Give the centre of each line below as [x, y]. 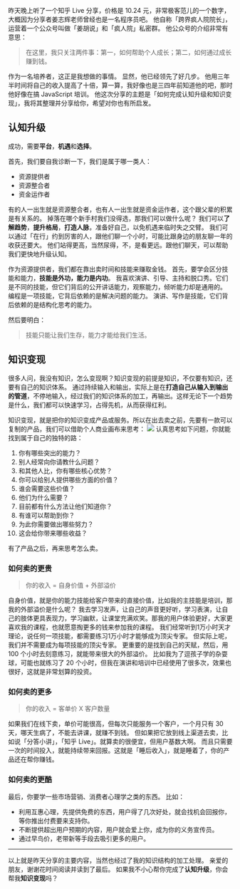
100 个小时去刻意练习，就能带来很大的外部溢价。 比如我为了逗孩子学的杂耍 [118, 653]
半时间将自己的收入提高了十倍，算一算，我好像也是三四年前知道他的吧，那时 [120, 85]
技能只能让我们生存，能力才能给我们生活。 [88, 335]
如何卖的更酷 [30, 780]
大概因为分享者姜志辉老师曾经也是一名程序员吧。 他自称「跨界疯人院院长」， [120, 19]
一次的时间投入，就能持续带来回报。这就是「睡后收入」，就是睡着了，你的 [116, 751]
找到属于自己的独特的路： [46, 437]
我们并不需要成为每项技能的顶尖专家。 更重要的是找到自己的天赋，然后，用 [118, 645]
